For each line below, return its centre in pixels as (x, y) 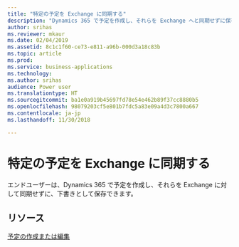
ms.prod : (20, 61)
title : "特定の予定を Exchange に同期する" (67, 14)
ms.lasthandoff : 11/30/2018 (49, 120)
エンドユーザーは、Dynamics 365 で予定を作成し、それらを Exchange (110, 184)
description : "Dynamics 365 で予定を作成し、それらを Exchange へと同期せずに (117, 21)
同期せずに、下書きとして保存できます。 (78, 194)
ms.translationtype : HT (43, 93)
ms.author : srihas (34, 80)
